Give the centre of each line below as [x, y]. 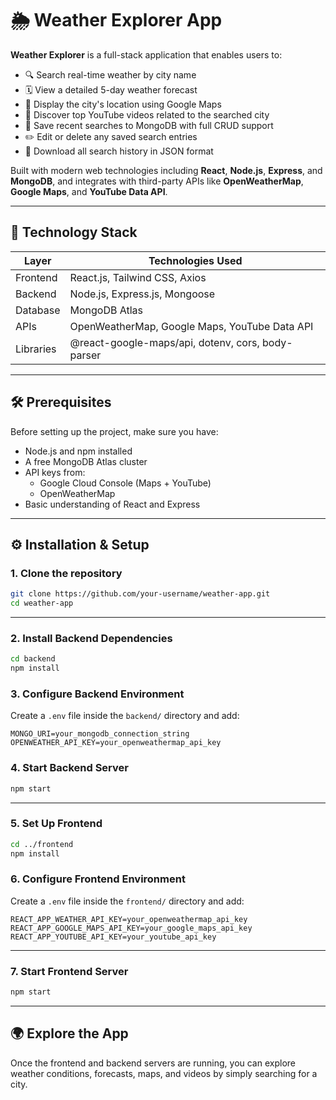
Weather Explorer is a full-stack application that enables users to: [146, 54]
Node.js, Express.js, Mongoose [142, 294]
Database [38, 310]
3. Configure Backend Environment [97, 694]
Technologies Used [195, 260]
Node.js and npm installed [78, 451]
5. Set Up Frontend [56, 824]
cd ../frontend [42, 844]
